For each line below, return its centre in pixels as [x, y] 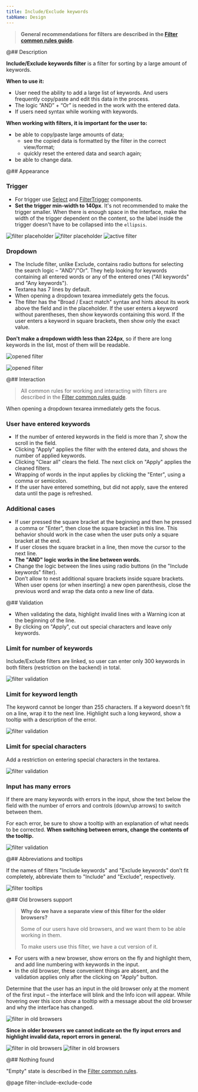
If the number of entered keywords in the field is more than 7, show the [101, 437]
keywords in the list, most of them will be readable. [68, 345]
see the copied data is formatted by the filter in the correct [95, 140]
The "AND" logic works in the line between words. [77, 559]
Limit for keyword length [42, 694]
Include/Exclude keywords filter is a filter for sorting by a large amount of [97, 63]
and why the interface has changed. [50, 1007]
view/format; [39, 147]
